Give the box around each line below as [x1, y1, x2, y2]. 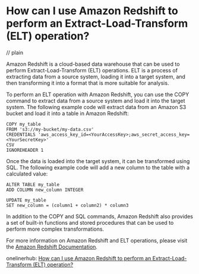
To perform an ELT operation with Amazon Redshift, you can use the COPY [6, 91, 189, 98]
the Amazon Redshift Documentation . [6, 243, 98, 250]
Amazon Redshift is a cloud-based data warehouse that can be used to [6, 60, 180, 68]
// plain [6, 49, 24, 56]
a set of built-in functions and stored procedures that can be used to [6, 219, 174, 226]
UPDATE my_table [6, 197, 46, 203]
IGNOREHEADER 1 [6, 147, 44, 153]
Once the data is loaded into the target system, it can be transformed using [6, 157, 190, 164]
